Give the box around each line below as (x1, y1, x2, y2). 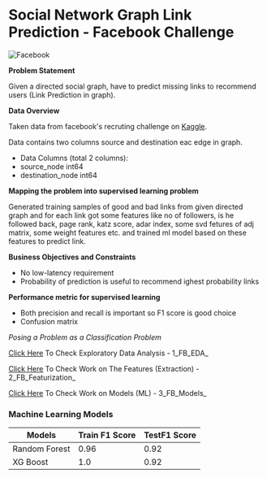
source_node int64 (19, 161, 84, 172)
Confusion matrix (19, 316, 79, 326)
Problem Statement (8, 65, 75, 75)
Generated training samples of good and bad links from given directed (8, 202, 243, 211)
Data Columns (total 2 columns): (19, 153, 128, 163)
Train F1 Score (78, 429, 136, 441)
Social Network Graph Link (8, 6, 192, 24)
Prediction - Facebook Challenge (8, 23, 235, 41)
